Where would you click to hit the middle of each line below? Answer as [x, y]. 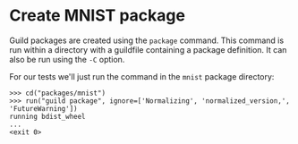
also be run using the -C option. [67, 59]
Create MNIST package [98, 16]
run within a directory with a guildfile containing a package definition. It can [148, 49]
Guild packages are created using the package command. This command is [147, 40]
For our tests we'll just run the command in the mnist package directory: [142, 76]
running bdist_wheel [48, 116]
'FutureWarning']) [43, 108]
